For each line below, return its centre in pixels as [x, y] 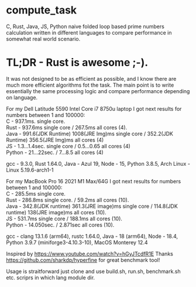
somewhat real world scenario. [43, 39]
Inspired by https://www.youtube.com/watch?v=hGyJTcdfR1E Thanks [90, 254]
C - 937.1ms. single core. [36, 121]
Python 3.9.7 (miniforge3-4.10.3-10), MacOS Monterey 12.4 [77, 242]
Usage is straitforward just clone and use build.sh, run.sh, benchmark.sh [94, 271]
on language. [22, 97]
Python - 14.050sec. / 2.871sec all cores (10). [60, 225]
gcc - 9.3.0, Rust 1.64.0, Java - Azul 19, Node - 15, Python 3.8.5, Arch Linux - [98, 163]
